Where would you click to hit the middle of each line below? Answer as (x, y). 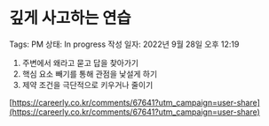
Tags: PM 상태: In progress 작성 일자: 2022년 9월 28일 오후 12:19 (124, 44)
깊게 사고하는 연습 (70, 18)
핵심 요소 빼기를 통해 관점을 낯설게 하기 (90, 74)
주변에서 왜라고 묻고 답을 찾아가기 (80, 63)
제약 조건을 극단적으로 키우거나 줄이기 (87, 85)
